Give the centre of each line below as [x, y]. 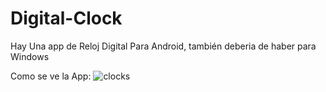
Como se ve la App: [51, 76]
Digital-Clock [66, 18]
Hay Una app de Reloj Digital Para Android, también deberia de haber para [163, 46]
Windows [30, 56]
